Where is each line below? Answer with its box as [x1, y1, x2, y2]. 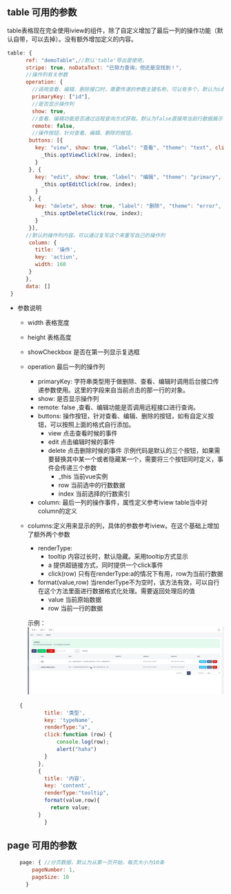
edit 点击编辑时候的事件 [48, 438, 115, 446]
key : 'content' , [43, 782, 91, 790]
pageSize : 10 [32, 874, 70, 881]
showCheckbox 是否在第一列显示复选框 [27, 348, 140, 356]
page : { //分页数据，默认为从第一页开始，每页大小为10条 [19, 859, 165, 866]
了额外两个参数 [27, 530, 70, 538]
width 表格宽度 [27, 318, 70, 326]
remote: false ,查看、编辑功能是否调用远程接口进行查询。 [37, 403, 200, 411]
